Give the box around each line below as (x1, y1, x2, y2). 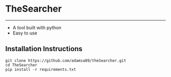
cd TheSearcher (5, 62, 38, 67)
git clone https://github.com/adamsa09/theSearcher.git (5, 58, 126, 63)
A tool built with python (12, 24, 62, 30)
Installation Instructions (5, 45, 83, 53)
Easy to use (12, 30, 37, 36)
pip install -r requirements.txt (5, 67, 76, 72)
